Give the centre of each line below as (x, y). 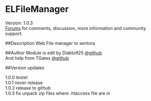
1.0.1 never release (24, 83)
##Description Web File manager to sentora (50, 43)
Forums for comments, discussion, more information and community (76, 28)
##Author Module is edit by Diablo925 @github (54, 53)
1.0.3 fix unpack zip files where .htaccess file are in (58, 93)
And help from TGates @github (37, 58)
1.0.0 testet (16, 77)
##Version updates (25, 68)
